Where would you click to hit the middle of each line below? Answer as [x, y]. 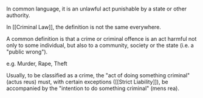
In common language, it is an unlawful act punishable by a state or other [97, 9]
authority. [18, 15]
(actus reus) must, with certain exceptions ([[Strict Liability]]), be [87, 82]
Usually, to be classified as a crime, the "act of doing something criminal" [98, 75]
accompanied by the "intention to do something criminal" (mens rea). [93, 88]
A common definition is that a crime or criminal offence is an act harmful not [101, 39]
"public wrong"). [27, 52]
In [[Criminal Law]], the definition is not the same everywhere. [84, 27]
